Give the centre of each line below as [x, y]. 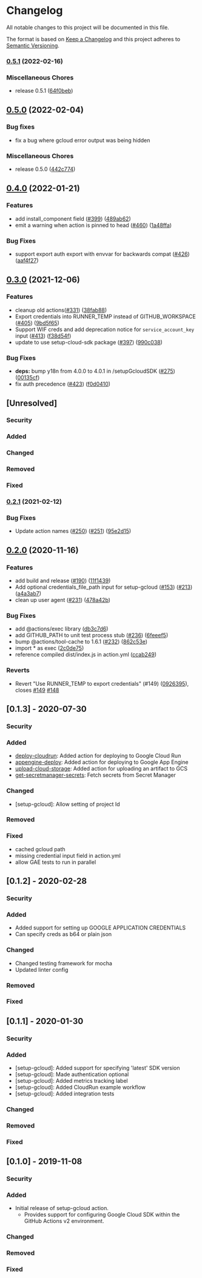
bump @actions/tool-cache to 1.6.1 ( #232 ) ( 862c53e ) [81, 642]
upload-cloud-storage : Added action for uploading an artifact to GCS [101, 769]
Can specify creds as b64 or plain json [63, 934]
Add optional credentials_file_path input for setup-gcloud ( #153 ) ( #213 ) [104, 587]
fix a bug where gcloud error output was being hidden [82, 140]
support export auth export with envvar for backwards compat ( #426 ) [102, 254]
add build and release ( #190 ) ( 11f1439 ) [63, 581]
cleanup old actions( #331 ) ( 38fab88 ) [61, 310]
